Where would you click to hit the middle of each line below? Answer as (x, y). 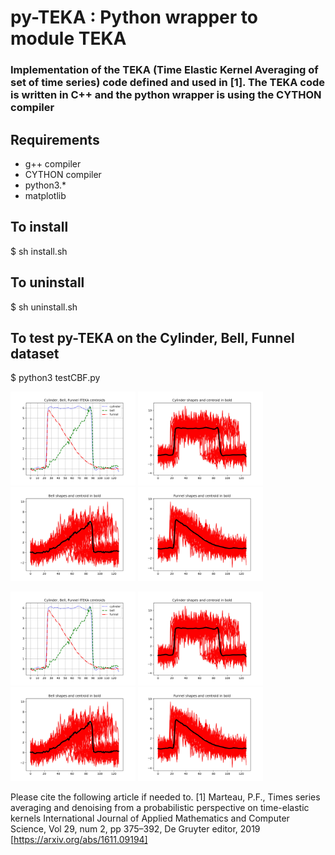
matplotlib (45, 195)
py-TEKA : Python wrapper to (134, 17)
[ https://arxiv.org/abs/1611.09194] (79, 840)
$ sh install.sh (39, 251)
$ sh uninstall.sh (44, 307)
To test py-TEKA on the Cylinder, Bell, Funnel (152, 337)
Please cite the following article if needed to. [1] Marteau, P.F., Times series (165, 797)
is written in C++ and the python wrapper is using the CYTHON (166, 95)
